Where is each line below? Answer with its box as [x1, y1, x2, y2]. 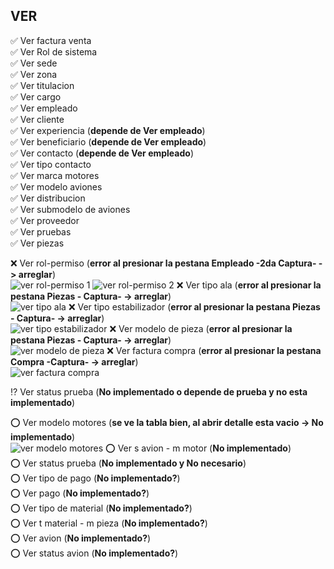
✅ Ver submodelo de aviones [10, 203, 131, 215]
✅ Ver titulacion [10, 79, 75, 91]
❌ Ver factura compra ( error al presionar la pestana [106, 344, 322, 356]
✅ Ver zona [10, 68, 58, 80]
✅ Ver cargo [10, 90, 62, 103]
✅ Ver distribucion [10, 192, 86, 204]
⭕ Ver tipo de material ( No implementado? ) [10, 502, 193, 514]
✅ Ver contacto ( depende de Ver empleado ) [10, 147, 194, 159]
